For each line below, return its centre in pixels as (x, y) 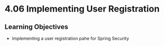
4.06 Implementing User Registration (82, 9)
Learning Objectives (37, 27)
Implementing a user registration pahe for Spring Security (70, 38)
